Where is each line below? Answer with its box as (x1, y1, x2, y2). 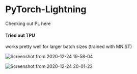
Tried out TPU (5, 32, 35, 38)
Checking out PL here (5, 20, 51, 27)
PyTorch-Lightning (5, 4, 87, 15)
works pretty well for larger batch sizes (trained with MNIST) (5, 43, 132, 50)
